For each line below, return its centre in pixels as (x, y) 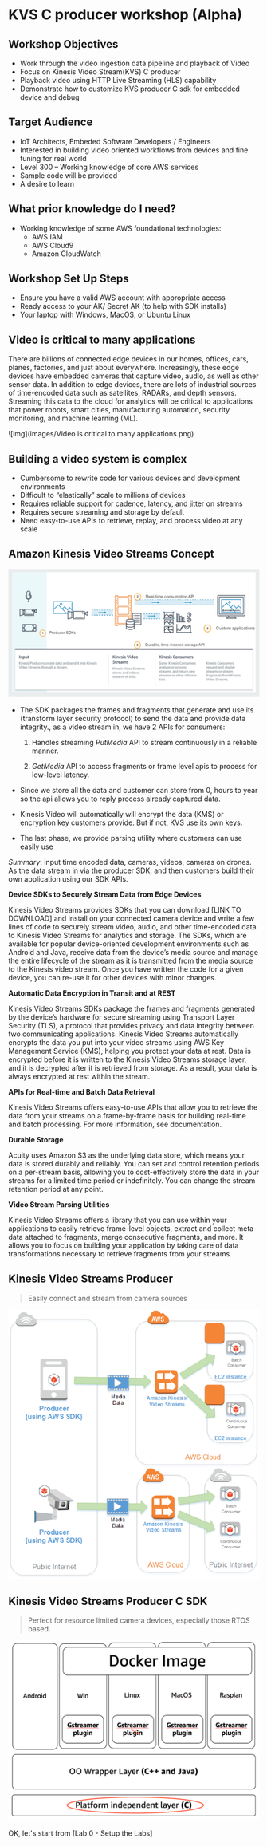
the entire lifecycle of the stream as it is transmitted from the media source (131, 960)
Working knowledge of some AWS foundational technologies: (120, 228)
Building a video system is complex (98, 459)
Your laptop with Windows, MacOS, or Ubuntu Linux (105, 315)
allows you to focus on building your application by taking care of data (124, 1245)
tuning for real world (53, 158)
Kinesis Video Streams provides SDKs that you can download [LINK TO (125, 909)
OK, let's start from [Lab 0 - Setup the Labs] (80, 1833)
